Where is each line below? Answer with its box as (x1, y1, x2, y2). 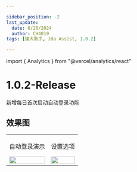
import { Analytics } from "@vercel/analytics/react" (6, 58, 132, 65)
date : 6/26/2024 (11, 25, 52, 31)
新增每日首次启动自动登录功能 (6, 99, 79, 106)
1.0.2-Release (6, 79, 76, 92)
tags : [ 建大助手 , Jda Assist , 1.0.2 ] (6, 36, 96, 42)
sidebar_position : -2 (6, 14, 60, 20)
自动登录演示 (9, 142, 46, 151)
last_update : (6, 19, 39, 26)
